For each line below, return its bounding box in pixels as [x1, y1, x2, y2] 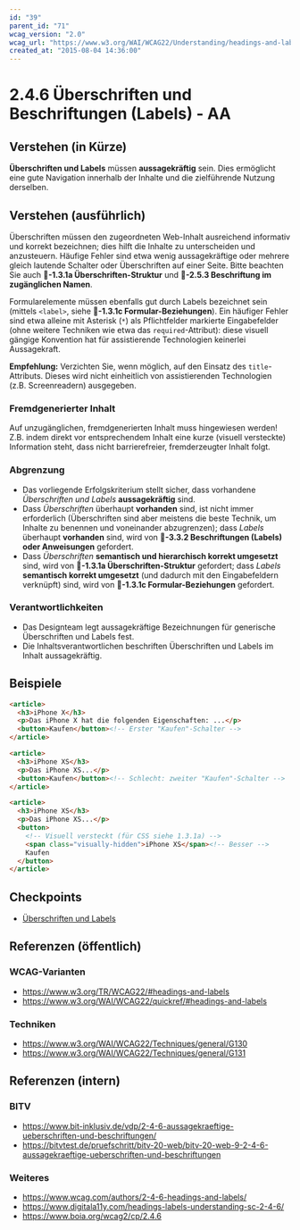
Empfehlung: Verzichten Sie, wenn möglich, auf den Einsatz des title [9, 361, 269, 372]
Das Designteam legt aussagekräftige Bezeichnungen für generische [21, 622, 276, 632]
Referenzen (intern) [9, 1074, 121, 1089]
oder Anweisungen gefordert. [21, 541, 134, 552]
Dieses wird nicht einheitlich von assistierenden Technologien [44, 370, 272, 381]
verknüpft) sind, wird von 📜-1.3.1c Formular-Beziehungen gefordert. [21, 579, 275, 590]
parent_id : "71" [9, 21, 70, 30]
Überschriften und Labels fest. [21, 631, 135, 641]
